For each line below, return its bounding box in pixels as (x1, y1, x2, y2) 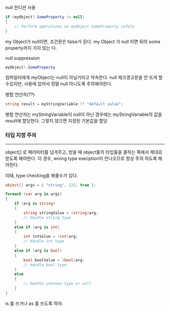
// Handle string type (23, 215, 71, 220)
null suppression (5, 55, 40, 61)
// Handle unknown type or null (23, 281, 92, 286)
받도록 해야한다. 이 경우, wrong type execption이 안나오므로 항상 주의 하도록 (5, 155, 157, 161)
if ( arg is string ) (14, 201, 56, 206)
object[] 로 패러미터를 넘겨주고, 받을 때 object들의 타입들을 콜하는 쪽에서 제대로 (5, 149, 163, 155)
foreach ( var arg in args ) (5, 191, 62, 197)
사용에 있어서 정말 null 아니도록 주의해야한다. (24, 81, 113, 87)
